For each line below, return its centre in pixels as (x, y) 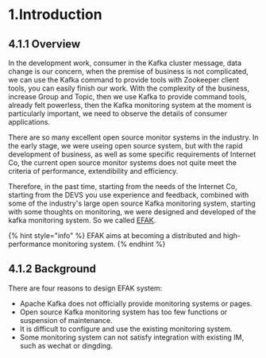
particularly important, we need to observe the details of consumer (118, 114)
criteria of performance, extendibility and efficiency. (93, 171)
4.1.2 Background (52, 269)
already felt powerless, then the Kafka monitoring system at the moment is (130, 105)
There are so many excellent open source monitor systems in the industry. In (133, 137)
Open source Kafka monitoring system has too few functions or (123, 312)
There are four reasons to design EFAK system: (85, 288)
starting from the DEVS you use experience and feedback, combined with (129, 195)
